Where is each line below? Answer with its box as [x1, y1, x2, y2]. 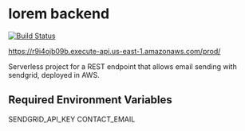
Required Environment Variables [8, 93, 173, 107]
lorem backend [8, 5, 110, 23]
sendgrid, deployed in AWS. [8, 70, 100, 79]
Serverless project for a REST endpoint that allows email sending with [8, 61, 237, 71]
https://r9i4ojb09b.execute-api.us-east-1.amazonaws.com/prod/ [8, 46, 221, 56]
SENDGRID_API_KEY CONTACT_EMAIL [8, 114, 136, 124]
